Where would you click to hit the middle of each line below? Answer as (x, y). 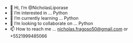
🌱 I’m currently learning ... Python (44, 18)
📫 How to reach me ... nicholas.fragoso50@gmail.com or (69, 29)
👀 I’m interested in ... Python (39, 13)
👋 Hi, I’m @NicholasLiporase (39, 8)
